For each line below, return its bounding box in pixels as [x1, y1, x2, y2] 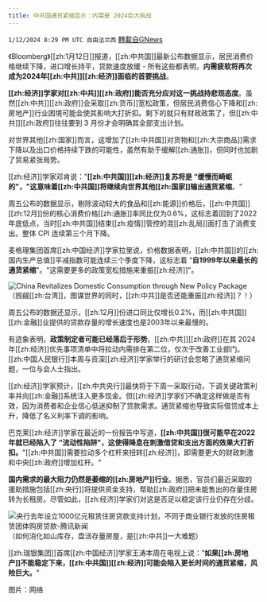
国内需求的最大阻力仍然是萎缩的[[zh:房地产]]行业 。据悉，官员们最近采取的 [8, 474, 253, 484]
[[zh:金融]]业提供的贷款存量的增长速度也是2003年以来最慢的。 [8, 317, 213, 327]
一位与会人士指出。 [21, 363, 85, 374]
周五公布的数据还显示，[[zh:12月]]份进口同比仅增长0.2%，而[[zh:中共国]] [8, 307, 247, 317]
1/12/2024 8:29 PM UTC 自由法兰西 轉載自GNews [8, 34, 163, 44]
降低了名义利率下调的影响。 [21, 410, 113, 420]
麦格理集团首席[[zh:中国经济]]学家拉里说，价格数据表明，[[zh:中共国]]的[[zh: [8, 245, 259, 254]
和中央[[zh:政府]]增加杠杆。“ [8, 457, 102, 467]
